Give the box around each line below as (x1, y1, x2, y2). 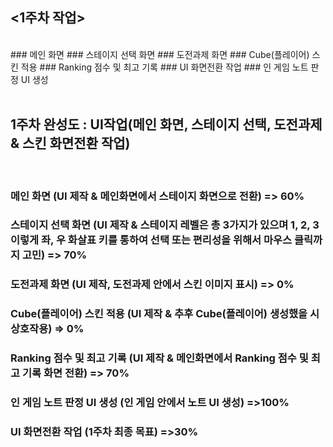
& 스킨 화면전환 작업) (10, 135, 131, 152)
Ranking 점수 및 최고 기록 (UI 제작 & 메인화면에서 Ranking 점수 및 (10, 351, 309, 365)
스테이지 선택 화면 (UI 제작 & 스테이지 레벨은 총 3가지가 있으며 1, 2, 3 (10, 218, 320, 232)
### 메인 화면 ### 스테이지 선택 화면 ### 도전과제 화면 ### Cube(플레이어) (10, 48, 310, 60)
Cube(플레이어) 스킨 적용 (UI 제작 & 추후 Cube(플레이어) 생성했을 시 (10, 307, 320, 321)
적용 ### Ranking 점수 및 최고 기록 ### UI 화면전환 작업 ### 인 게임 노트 (20, 61, 309, 73)
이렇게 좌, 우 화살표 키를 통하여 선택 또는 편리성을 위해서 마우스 (10, 233, 293, 247)
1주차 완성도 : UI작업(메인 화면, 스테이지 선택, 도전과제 (10, 116, 323, 133)
